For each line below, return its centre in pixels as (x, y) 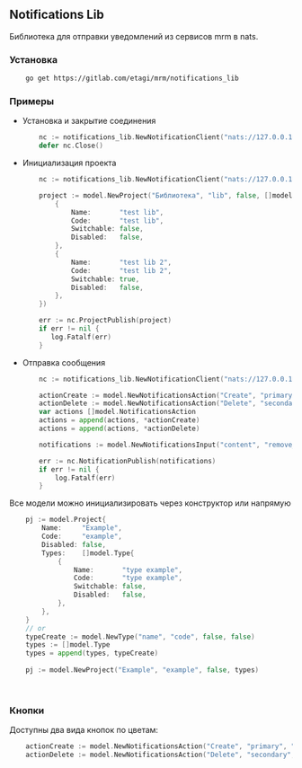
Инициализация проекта (69, 163)
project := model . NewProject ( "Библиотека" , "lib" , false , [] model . (168, 195)
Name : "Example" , (82, 528)
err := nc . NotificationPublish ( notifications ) (128, 461)
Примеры (32, 101)
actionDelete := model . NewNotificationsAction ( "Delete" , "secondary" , (160, 755)
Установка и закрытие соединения (89, 121)
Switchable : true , (105, 279)
